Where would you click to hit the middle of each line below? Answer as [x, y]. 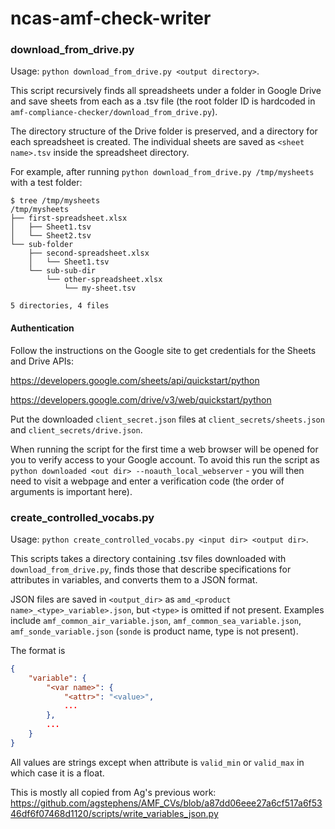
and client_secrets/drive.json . [76, 429]
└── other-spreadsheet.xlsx [104, 280]
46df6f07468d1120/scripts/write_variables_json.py [114, 813]
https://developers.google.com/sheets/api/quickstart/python [135, 380]
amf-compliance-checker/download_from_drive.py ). [114, 112]
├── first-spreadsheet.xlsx [69, 218]
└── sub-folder [42, 245]
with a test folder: [46, 183]
